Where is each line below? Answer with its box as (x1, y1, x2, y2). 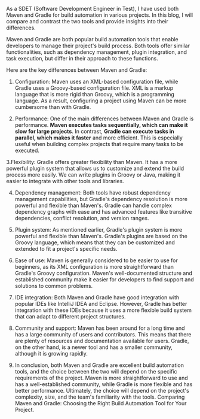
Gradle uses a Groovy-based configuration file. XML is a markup (14, 84, 174, 92)
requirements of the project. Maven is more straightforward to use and (14, 374, 188, 381)
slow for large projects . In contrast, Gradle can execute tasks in (14, 128, 174, 135)
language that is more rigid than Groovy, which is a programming (14, 91, 175, 98)
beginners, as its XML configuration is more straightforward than (14, 263, 174, 270)
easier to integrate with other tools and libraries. (6, 178, 124, 184)
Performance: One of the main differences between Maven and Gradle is (14, 115, 194, 122)
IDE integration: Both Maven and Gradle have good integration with (14, 294, 180, 301)
